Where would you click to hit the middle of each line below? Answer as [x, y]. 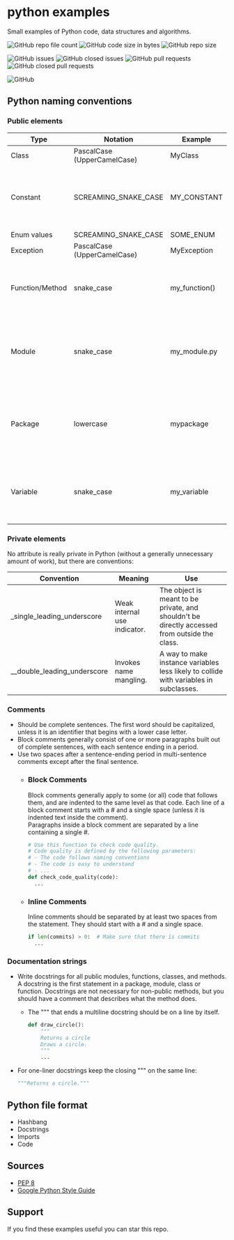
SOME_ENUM [193, 234]
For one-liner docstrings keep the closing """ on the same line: [107, 1071]
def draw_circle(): [56, 1025]
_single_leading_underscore [56, 616]
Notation [118, 139]
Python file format [48, 1105]
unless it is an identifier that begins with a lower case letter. [102, 732]
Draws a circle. [64, 1044]
